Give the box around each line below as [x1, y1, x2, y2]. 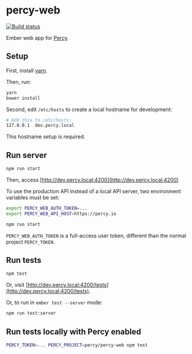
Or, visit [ [6, 281, 28, 288]
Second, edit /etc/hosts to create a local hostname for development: [6, 106, 173, 113]
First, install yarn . [6, 67, 48, 74]
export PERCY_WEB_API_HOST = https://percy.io [6, 211, 116, 217]
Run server [6, 150, 47, 160]
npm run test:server [6, 311, 57, 316]
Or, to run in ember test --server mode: [6, 299, 102, 306]
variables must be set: [6, 194, 60, 201]
